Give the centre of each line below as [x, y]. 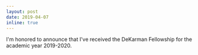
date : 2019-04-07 [27, 17]
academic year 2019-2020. [39, 46]
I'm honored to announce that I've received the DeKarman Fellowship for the [99, 40]
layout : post [22, 12]
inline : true [22, 22]
